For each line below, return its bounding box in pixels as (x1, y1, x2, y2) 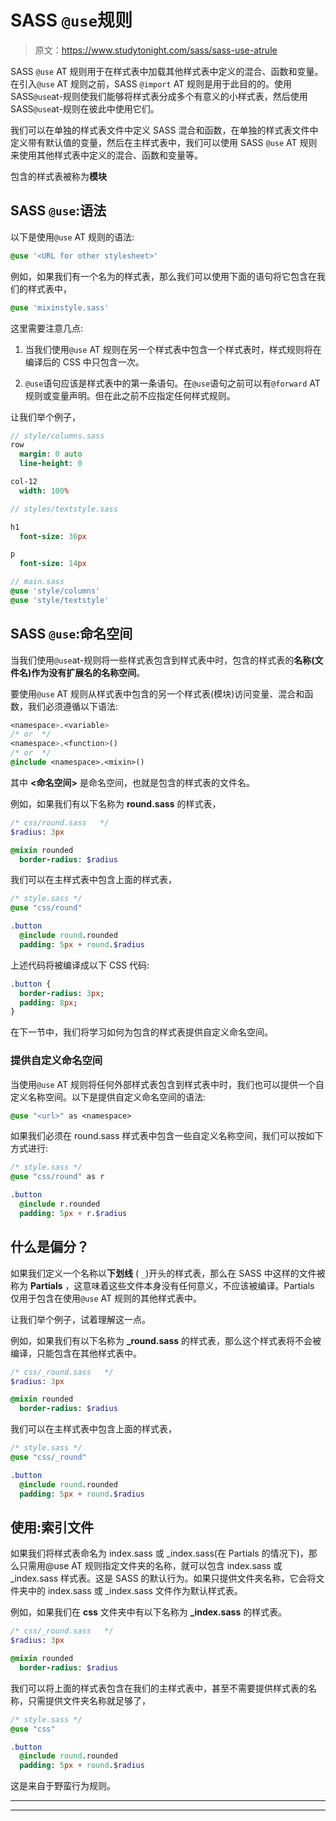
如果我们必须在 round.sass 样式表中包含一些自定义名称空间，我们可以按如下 (10, 1130, 324, 1142)
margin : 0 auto (19, 449, 83, 460)
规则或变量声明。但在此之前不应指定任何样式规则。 (24, 389, 236, 401)
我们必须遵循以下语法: (27, 700, 119, 712)
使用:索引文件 (10, 1519, 95, 1536)
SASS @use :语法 (10, 202, 107, 220)
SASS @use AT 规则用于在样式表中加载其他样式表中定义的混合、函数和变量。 (10, 65, 324, 77)
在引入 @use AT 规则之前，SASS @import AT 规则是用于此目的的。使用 (10, 77, 293, 90)
